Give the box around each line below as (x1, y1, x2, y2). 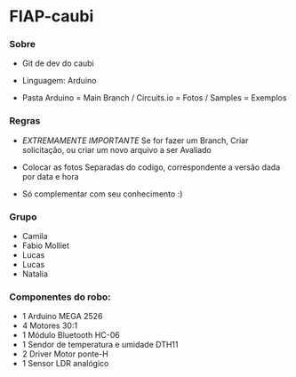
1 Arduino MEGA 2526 (21, 311, 103, 322)
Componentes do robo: (9, 291, 111, 303)
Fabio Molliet (21, 240, 69, 251)
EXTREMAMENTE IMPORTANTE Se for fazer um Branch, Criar (21, 135, 249, 146)
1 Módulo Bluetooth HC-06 (21, 330, 120, 341)
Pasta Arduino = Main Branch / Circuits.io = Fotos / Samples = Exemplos (21, 92, 287, 103)
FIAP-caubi (9, 6, 94, 27)
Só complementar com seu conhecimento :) (21, 188, 183, 199)
